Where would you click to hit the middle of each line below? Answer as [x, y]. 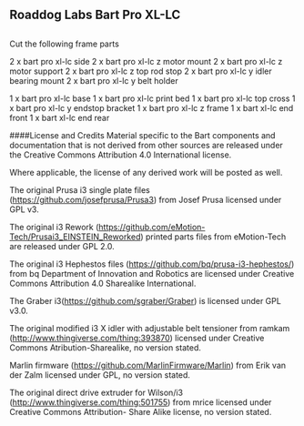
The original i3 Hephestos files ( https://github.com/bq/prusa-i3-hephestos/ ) [152, 264]
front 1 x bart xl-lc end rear [60, 117]
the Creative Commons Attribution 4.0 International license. [121, 155]
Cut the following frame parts [65, 44]
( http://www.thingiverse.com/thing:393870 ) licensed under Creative [137, 338]
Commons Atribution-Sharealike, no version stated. [106, 347]
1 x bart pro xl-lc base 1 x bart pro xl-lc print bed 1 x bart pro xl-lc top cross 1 [152, 98]
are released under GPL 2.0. [62, 246]
